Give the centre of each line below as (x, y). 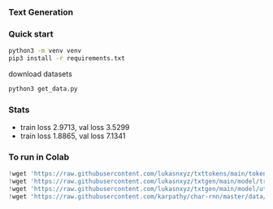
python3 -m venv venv (45, 51)
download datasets (41, 74)
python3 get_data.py (43, 89)
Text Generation (41, 12)
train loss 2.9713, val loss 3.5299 (75, 128)
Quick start (31, 33)
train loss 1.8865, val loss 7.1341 (73, 136)
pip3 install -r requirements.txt (67, 59)
